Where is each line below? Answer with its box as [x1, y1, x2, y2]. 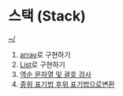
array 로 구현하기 [19, 50, 71, 59]
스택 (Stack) [8, 7, 86, 25]
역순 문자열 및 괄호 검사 [19, 69, 92, 79]
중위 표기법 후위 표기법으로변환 [19, 79, 115, 89]
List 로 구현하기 [19, 60, 65, 69]
